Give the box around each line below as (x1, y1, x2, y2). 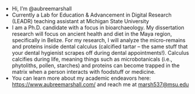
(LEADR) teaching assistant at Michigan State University (11, 18, 150, 24)
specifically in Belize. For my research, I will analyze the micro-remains (11, 37, 186, 43)
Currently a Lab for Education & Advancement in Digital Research (11, 11, 172, 18)
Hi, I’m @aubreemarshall (11, 5, 73, 12)
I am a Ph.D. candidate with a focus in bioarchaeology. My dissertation (11, 24, 184, 31)
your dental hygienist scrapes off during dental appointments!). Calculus (11, 49, 189, 56)
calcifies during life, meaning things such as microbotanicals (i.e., (11, 56, 172, 62)
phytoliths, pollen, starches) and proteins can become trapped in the (11, 62, 180, 69)
